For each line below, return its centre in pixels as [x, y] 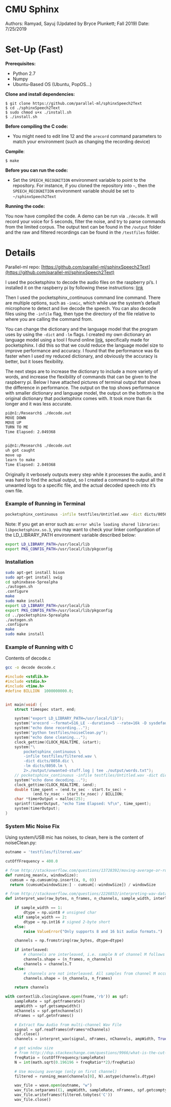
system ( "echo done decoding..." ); [51, 780]
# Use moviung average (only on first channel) [66, 1071]
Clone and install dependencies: [40, 94]
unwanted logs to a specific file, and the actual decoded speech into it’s [81, 485]
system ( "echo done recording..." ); [52, 728]
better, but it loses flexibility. [35, 361]
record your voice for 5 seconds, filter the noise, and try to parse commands [85, 221]
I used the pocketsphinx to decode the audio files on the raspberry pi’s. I [81, 282]
